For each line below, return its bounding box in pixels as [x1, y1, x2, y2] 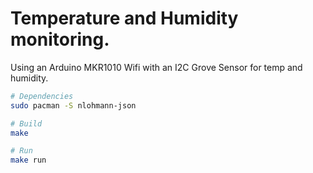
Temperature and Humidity [10, 7, 239, 30]
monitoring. [10, 28, 110, 51]
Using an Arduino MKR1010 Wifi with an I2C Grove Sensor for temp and [10, 61, 303, 73]
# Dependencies [10, 91, 74, 101]
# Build [10, 118, 43, 129]
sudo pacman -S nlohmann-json [10, 100, 137, 111]
